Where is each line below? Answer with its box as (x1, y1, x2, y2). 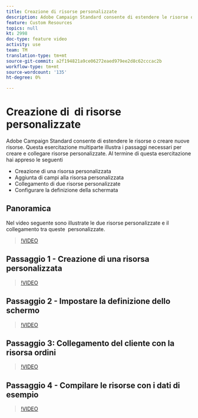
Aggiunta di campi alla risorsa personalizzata (14, 174, 124, 181)
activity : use (6, 42, 41, 48)
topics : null (6, 25, 38, 31)
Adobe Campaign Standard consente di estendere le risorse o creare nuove (6, 137, 190, 145)
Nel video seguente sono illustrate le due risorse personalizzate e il (6, 219, 169, 226)
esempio (6, 390, 39, 400)
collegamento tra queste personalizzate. (6, 225, 105, 232)
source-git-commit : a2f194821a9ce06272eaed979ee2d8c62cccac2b (6, 58, 162, 64)
